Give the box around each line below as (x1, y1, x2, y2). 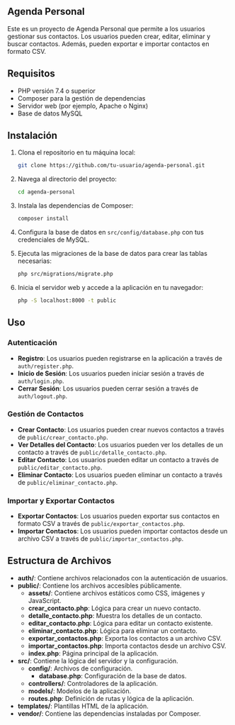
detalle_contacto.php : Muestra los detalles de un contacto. (28, 611, 203, 619)
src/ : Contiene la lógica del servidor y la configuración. (17, 656, 178, 665)
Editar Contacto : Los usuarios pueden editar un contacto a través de (17, 455, 219, 463)
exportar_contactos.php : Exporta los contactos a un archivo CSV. (28, 634, 222, 642)
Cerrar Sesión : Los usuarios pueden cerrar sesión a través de (17, 384, 199, 393)
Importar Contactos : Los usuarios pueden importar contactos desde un (17, 527, 228, 536)
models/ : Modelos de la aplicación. (28, 687, 132, 695)
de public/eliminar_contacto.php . (17, 478, 118, 486)
